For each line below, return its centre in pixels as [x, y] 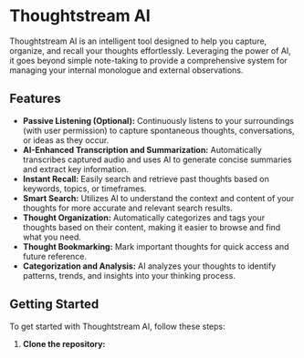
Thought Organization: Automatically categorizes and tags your [144, 217]
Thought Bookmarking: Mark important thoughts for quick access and [156, 246]
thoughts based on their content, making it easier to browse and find [152, 227]
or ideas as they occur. [66, 140]
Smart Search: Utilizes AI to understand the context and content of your [158, 198]
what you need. [52, 237]
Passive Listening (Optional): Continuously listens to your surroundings [158, 120]
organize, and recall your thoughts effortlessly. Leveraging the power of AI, [151, 50]
